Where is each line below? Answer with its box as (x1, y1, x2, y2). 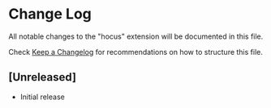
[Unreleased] (8, 70, 77, 85)
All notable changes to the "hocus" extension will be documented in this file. (8, 31, 264, 41)
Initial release (19, 92, 65, 102)
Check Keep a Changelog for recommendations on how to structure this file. (8, 47, 264, 56)
